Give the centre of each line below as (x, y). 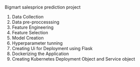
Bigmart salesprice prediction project (43, 7)
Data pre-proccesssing (36, 22)
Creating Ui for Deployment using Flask (52, 48)
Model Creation (28, 38)
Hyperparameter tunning (37, 43)
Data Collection (28, 17)
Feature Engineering (33, 27)
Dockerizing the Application (40, 54)
